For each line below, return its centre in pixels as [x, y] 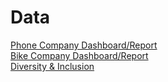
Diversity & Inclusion [52, 66]
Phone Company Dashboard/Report [84, 45]
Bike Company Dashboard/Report [79, 55]
